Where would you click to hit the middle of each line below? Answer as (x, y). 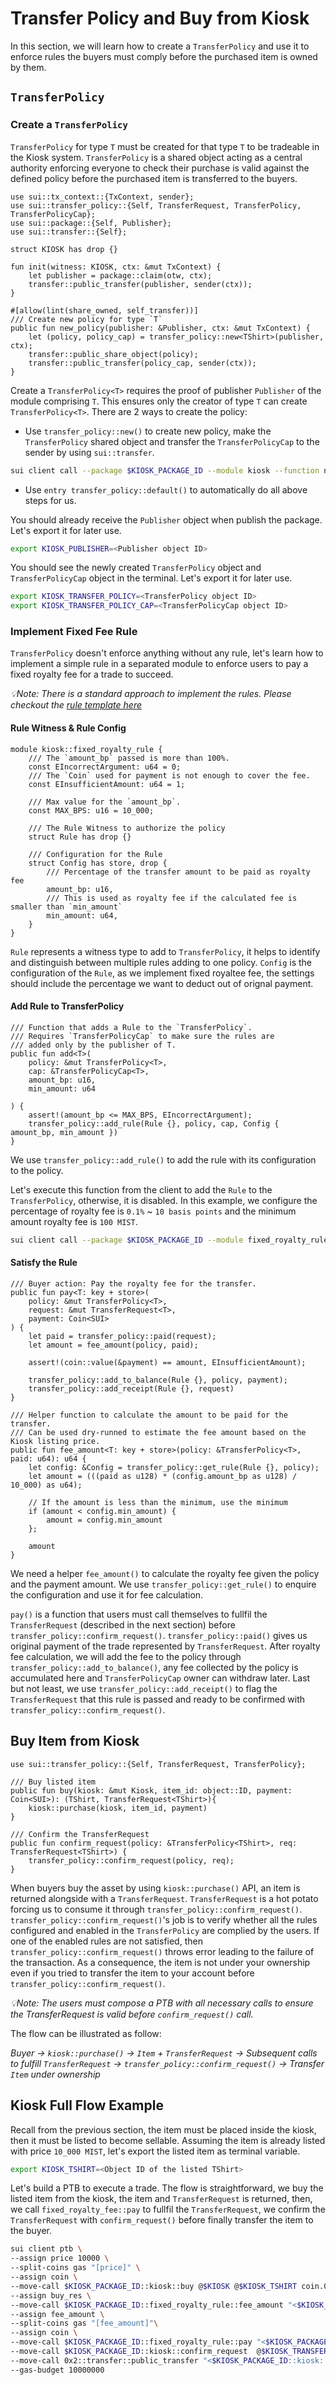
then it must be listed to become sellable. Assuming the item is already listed (168, 2140)
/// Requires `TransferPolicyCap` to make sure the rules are (142, 1036)
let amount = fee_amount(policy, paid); (113, 1345)
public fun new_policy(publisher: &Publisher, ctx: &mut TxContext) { (160, 328)
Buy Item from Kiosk (75, 1741)
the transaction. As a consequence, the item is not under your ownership (160, 1962)
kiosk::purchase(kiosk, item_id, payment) (118, 1808)
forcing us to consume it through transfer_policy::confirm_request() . (156, 1909)
